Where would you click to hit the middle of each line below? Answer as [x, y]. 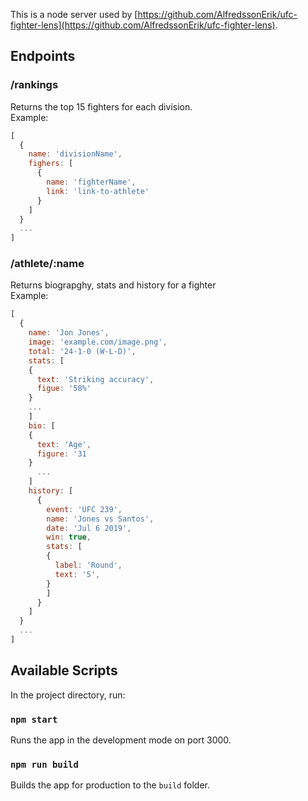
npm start [34, 719]
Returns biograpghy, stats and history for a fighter [113, 285]
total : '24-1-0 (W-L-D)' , [82, 351]
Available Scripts [64, 670]
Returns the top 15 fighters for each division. [101, 106]
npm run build [44, 765]
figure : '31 [61, 454]
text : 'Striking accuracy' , [95, 379]
